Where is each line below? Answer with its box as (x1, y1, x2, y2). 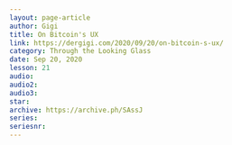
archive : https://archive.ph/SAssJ (9, 105, 144, 114)
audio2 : (9, 80, 39, 89)
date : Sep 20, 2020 (9, 55, 83, 64)
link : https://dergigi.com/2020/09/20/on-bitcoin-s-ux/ (9, 38, 224, 48)
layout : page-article (9, 13, 91, 23)
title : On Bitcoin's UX (9, 30, 99, 39)
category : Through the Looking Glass (9, 47, 152, 56)
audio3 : (9, 88, 39, 97)
